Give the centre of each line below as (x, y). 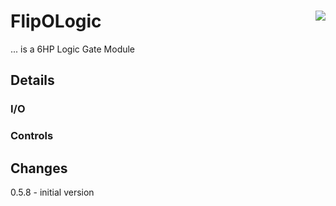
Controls (32, 136)
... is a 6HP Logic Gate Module (73, 49)
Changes (39, 168)
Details (32, 80)
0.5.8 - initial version (52, 192)
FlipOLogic (56, 21)
